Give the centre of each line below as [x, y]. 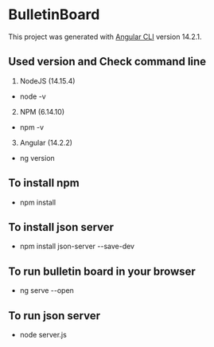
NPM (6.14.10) [42, 111]
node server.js [43, 335]
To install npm [44, 183]
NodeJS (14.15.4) [47, 80]
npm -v [32, 127]
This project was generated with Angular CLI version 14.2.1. [105, 37]
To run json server [54, 316]
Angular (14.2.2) [46, 142]
